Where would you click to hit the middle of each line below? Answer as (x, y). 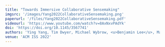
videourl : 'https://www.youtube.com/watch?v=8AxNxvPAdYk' (66, 23)
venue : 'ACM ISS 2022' (28, 37)
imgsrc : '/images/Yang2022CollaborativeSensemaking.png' (65, 14)
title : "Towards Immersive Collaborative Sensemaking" (62, 10)
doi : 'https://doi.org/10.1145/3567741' (47, 28)
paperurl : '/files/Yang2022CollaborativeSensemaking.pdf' (66, 19)
